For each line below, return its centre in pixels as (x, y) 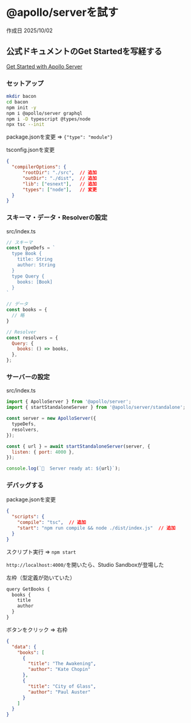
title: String (35, 259)
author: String (36, 265)
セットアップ (25, 83)
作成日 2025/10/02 (30, 30)
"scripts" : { (28, 517)
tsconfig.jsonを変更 (31, 150)
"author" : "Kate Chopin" (59, 670)
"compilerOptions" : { (39, 167)
